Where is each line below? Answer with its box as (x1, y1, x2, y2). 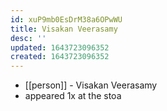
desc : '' (10, 33, 47, 43)
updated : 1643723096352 (10, 42, 110, 53)
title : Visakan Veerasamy (10, 24, 118, 34)
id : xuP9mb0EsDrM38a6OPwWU (10, 14, 123, 25)
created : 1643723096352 (10, 52, 110, 62)
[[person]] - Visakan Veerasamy (24, 79, 158, 91)
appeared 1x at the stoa (24, 90, 122, 102)
